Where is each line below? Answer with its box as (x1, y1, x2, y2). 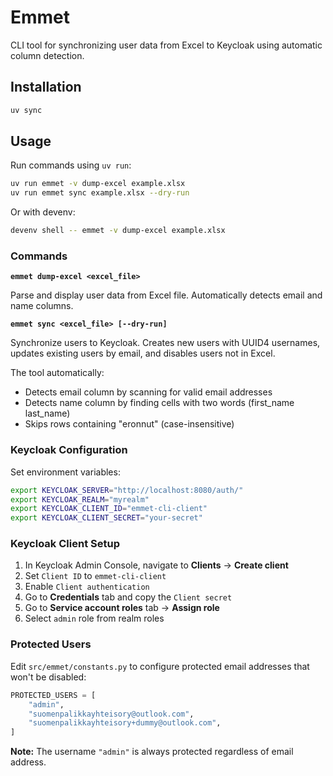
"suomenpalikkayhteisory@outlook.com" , (28, 709, 195, 719)
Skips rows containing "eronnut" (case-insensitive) (24, 418, 235, 430)
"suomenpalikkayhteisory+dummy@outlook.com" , (28, 718, 222, 728)
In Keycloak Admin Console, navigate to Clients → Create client (24, 559, 289, 571)
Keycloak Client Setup (10, 537, 120, 551)
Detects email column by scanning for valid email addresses (24, 386, 273, 398)
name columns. (10, 300, 74, 312)
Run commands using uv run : (10, 159, 132, 171)
